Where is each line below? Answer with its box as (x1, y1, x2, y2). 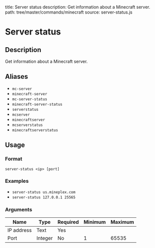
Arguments (5, 206, 33, 213)
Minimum (83, 219, 106, 226)
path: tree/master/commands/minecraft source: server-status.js (5, 9, 133, 15)
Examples (5, 177, 29, 184)
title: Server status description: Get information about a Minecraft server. (5, 4, 151, 10)
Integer (36, 235, 53, 242)
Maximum (110, 219, 135, 226)
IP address (7, 227, 32, 234)
